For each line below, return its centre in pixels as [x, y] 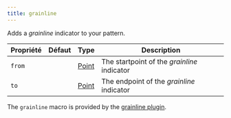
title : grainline [32, 13]
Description [161, 50]
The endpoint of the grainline [148, 81]
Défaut [60, 50]
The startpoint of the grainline [150, 61]
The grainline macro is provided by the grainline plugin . [87, 106]
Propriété [26, 50]
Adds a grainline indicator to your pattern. [66, 33]
